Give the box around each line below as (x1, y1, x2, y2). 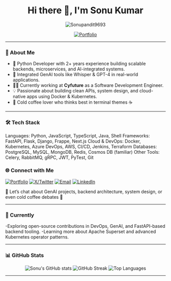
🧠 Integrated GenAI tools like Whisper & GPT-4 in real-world (12, 72, 138, 78)
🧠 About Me (5, 49, 35, 56)
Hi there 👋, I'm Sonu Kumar (27, 5, 144, 16)
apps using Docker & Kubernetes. (26, 93, 97, 100)
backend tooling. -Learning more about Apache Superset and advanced (5, 228, 156, 235)
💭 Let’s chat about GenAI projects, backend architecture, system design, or (5, 189, 163, 195)
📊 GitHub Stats (5, 252, 44, 259)
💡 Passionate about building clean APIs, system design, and (12, 88, 138, 94)
